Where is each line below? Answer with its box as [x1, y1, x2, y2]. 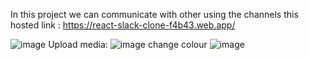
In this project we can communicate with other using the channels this [10, 9, 299, 20]
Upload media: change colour [48, 39, 208, 50]
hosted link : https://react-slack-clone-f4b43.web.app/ [10, 19, 236, 31]
